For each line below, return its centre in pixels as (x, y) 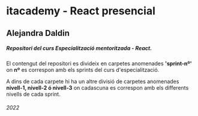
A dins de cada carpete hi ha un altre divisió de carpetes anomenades (93, 81)
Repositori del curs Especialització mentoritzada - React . (79, 48)
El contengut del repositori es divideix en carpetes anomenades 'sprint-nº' (99, 63)
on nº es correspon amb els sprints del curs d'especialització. (83, 69)
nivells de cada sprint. (34, 94)
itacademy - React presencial (81, 11)
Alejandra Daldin (38, 33)
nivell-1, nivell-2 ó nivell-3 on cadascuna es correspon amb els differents (97, 87)
